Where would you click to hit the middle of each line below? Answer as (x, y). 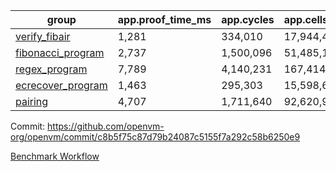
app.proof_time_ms (164, 19)
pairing (32, 101)
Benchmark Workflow (55, 156)
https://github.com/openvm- (106, 126)
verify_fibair (43, 36)
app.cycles (248, 19)
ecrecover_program (61, 85)
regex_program (51, 69)
